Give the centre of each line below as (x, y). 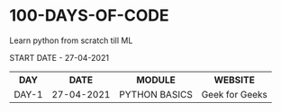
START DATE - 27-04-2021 (59, 57)
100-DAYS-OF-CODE (89, 16)
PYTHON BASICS (156, 94)
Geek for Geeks (235, 94)
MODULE (156, 80)
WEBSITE (234, 80)
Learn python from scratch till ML (71, 40)
